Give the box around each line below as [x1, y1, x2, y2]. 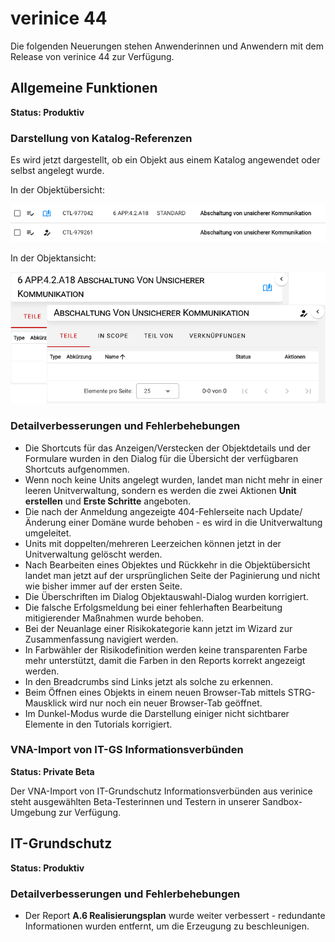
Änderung [24, 516, 67, 528]
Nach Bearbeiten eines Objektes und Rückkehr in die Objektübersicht [24, 558, 311, 571]
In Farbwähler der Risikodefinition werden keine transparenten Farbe [24, 643, 308, 656]
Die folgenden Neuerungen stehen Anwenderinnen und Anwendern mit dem [10, 40, 324, 52]
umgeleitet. [24, 527, 72, 539]
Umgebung [10, 806, 57, 818]
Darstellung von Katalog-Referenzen [10, 131, 193, 145]
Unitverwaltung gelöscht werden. [24, 548, 163, 560]
